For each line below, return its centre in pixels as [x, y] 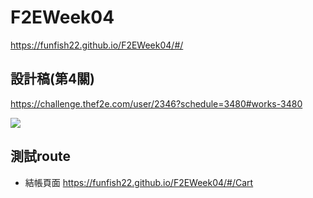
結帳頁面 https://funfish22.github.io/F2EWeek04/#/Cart [139, 182]
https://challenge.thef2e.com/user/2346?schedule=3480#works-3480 [156, 103]
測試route [40, 156]
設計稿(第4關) [53, 79]
